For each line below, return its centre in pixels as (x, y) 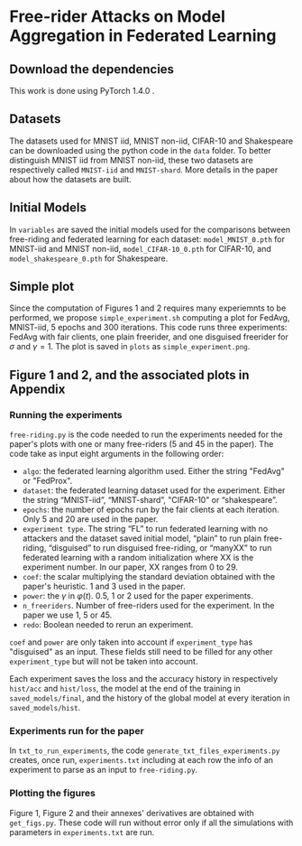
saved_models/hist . (45, 708)
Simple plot (42, 287)
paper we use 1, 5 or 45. (67, 615)
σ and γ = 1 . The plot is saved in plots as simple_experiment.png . (130, 347)
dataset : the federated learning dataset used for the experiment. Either (154, 490)
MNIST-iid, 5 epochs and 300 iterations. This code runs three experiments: (148, 328)
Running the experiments (66, 414)
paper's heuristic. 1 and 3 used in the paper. (104, 586)
